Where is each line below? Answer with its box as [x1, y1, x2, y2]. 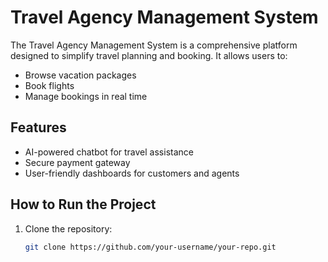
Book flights [24, 79, 75, 91]
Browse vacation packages [24, 69, 137, 81]
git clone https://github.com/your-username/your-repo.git [24, 242, 277, 252]
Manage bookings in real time [24, 90, 148, 102]
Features [10, 119, 67, 136]
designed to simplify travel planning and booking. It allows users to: [10, 49, 288, 61]
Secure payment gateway [24, 156, 131, 168]
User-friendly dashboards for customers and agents [24, 167, 240, 179]
